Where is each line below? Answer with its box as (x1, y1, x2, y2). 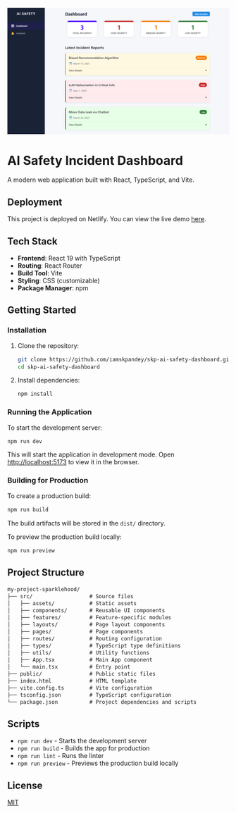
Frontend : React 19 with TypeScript (17, 254, 121, 262)
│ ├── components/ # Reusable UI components (7, 607, 166, 614)
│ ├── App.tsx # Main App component (7, 657, 153, 664)
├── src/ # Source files (7, 593, 134, 600)
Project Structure (7, 566, 85, 578)
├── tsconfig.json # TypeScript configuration (7, 692, 172, 699)
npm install (17, 390, 53, 398)
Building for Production (7, 476, 89, 485)
